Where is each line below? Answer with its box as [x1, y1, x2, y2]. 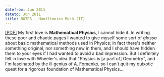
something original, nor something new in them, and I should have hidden [5, 45, 155, 51]
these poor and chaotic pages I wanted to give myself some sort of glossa [5, 35, 157, 41]
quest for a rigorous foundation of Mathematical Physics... [5, 66, 124, 72]
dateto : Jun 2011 [5, 12, 41, 17]
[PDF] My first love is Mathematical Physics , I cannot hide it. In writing [5, 30, 150, 36]
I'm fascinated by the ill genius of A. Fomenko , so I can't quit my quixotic [5, 61, 153, 67]
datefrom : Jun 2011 [5, 7, 46, 12]
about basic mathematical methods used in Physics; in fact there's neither [5, 40, 156, 46]
